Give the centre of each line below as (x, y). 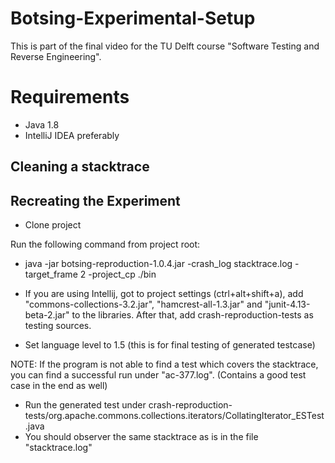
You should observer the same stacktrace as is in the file (141, 437)
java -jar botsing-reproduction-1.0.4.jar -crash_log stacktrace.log (158, 264)
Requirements (70, 97)
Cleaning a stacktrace (80, 167)
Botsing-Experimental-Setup (133, 18)
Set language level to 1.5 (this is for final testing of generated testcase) (170, 345)
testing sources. (58, 326)
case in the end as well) (59, 386)
